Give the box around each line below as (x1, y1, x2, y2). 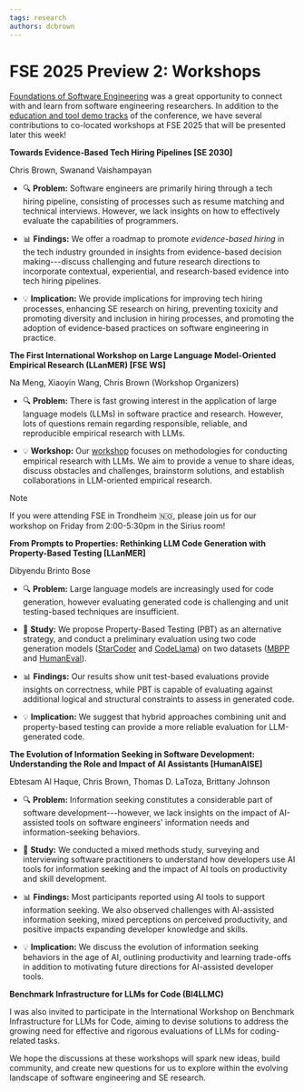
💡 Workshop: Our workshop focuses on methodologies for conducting (22, 446, 288, 456)
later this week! (9, 129, 66, 141)
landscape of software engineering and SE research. (9, 1072, 207, 1083)
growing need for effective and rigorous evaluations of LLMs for (9, 1026, 249, 1037)
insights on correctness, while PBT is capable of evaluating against (22, 684, 273, 696)
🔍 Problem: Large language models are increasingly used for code (22, 584, 274, 595)
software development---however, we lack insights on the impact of (22, 807, 278, 818)
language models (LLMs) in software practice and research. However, (22, 408, 284, 419)
